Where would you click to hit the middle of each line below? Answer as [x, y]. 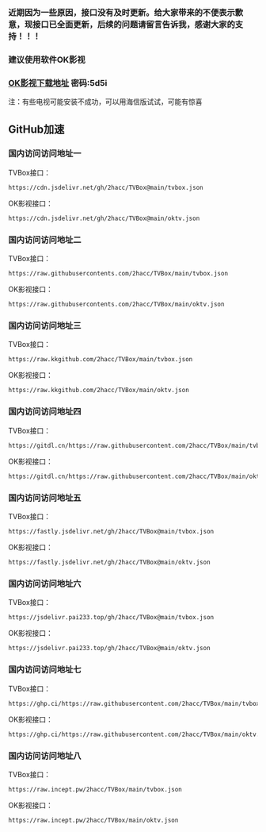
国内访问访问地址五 [45, 498]
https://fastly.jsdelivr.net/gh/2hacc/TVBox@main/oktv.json [110, 562]
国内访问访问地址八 [45, 756]
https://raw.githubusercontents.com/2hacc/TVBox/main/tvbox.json [118, 274]
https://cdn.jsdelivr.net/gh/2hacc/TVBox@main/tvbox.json [106, 187]
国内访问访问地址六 [45, 584]
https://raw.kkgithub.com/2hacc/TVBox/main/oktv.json [99, 391]
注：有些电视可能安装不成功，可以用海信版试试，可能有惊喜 [105, 102]
